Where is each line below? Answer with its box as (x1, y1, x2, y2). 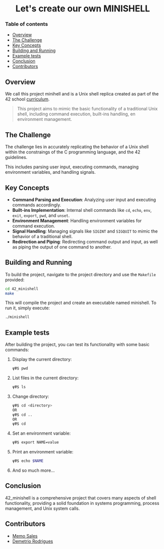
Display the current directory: (12, 356, 72, 362)
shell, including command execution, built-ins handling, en (17, 111, 135, 117)
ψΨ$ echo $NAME (12, 458, 44, 463)
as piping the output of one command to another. (12, 244, 112, 250)
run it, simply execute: (5, 305, 50, 311)
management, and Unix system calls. (5, 505, 80, 511)
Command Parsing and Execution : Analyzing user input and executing (12, 197, 156, 202)
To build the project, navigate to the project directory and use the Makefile (5, 271, 156, 277)
